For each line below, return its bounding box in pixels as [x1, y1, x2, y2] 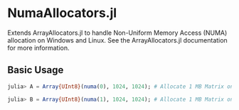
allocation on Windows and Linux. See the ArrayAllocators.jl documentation [7, 35, 228, 44]
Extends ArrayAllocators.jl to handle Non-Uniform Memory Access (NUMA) [7, 28, 228, 37]
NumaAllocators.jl [7, 5, 117, 21]
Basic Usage [7, 64, 64, 76]
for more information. [7, 43, 70, 52]
